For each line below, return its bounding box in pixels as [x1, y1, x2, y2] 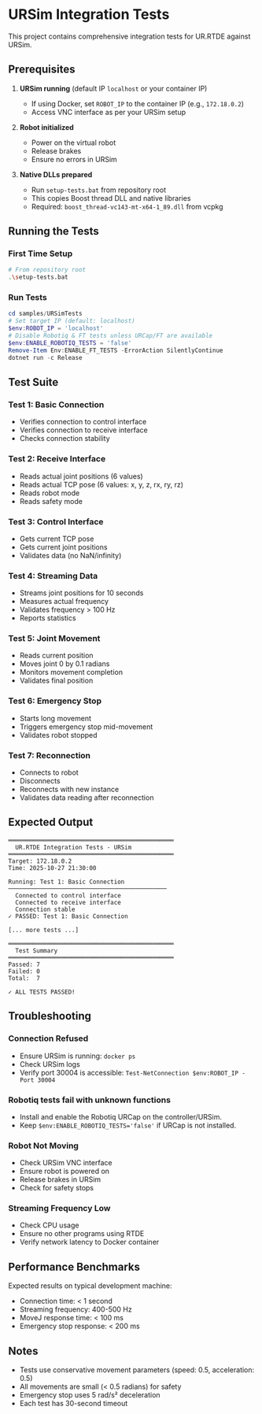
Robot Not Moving [8, 1140, 79, 1151]
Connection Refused [8, 1033, 89, 1044]
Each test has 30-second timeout [19, 1399, 128, 1408]
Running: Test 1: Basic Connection [8, 878, 125, 886]
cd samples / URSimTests [8, 309, 83, 318]
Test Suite [8, 376, 59, 389]
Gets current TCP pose [19, 534, 94, 543]
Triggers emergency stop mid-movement [19, 722, 153, 731]
